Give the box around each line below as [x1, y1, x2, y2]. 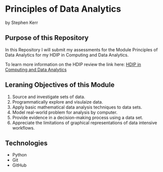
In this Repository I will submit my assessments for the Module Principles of [5, 46, 158, 52]
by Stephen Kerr [5, 20, 38, 25]
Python [12, 152, 27, 158]
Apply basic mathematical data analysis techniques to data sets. [12, 104, 142, 110]
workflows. [12, 125, 35, 130]
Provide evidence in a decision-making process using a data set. [12, 114, 143, 120]
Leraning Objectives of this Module [5, 81, 115, 89]
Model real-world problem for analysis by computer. [12, 109, 118, 115]
